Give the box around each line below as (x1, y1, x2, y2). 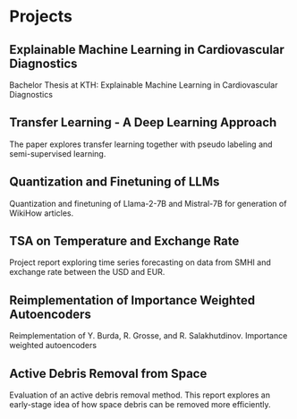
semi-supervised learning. (9, 148, 106, 158)
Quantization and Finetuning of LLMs (9, 175, 220, 190)
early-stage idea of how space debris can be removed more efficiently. (9, 399, 271, 410)
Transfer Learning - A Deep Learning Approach (9, 115, 277, 131)
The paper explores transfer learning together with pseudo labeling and (9, 139, 273, 150)
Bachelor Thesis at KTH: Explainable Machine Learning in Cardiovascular (9, 80, 278, 90)
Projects (9, 6, 73, 27)
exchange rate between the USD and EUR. (9, 267, 165, 278)
